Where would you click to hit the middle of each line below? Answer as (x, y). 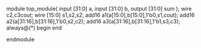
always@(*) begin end (34, 28)
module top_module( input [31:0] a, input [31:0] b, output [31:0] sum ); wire (99, 9)
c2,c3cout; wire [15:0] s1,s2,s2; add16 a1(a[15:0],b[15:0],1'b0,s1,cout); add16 (100, 15)
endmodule (21, 39)
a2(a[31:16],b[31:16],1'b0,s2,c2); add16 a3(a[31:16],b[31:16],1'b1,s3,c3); (93, 21)
